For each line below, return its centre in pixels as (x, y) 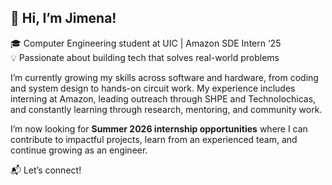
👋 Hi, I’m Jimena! (63, 18)
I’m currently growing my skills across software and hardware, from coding (164, 77)
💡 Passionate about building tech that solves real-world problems (145, 57)
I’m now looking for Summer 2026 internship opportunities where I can (159, 128)
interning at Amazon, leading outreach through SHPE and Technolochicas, (163, 98)
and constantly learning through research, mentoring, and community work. (166, 109)
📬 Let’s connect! (46, 170)
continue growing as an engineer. (79, 150)
